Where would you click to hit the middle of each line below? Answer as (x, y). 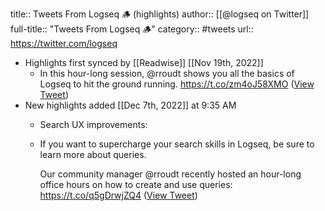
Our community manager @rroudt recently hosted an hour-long (170, 174)
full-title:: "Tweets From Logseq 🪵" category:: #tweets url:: (132, 29)
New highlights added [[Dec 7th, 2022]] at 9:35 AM (130, 105)
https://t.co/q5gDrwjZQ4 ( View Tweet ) (118, 195)
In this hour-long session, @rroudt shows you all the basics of (167, 73)
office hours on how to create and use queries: (136, 184)
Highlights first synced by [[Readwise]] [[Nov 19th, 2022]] (144, 62)
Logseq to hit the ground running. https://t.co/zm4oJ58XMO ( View (177, 84)
